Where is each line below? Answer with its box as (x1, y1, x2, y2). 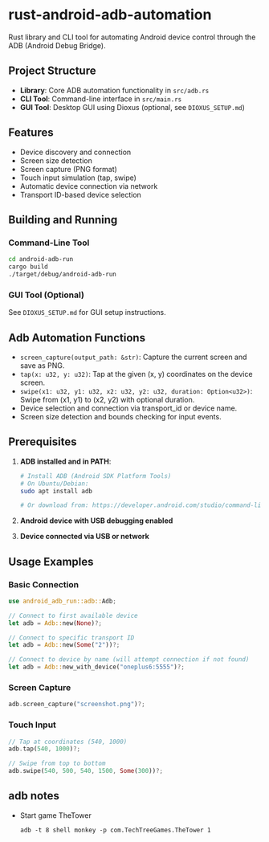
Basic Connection (8, 578, 79, 590)
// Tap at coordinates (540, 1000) (8, 738, 128, 746)
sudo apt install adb (19, 487, 92, 495)
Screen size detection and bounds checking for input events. (19, 411, 222, 421)
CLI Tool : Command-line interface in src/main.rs (19, 94, 182, 104)
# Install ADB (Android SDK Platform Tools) (19, 472, 172, 480)
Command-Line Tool (8, 237, 90, 248)
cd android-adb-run (8, 255, 74, 264)
